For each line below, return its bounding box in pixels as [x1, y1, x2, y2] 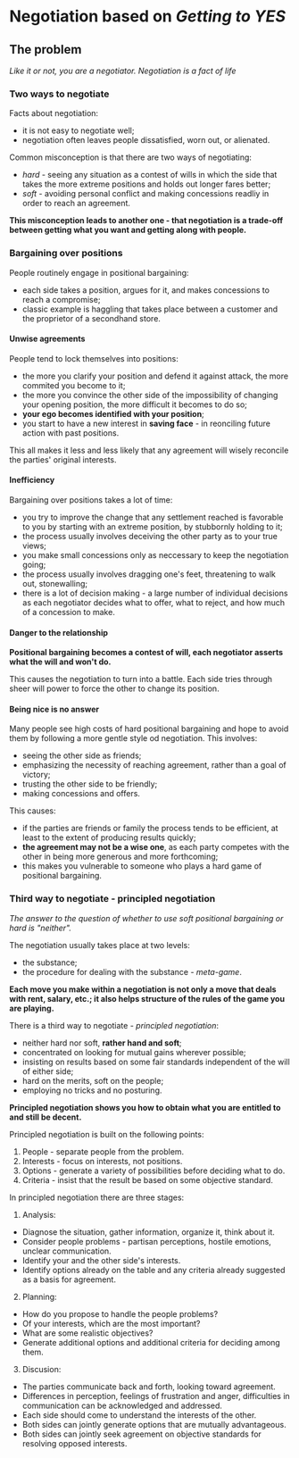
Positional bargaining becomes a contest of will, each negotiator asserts [9, 647, 284, 658]
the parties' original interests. [9, 454, 118, 465]
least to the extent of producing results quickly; [21, 832, 196, 843]
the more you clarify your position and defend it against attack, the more [21, 371, 288, 381]
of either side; [21, 1065, 74, 1077]
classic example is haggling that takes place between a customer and [21, 304, 278, 314]
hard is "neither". [9, 922, 72, 933]
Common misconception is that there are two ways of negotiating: [9, 152, 253, 162]
